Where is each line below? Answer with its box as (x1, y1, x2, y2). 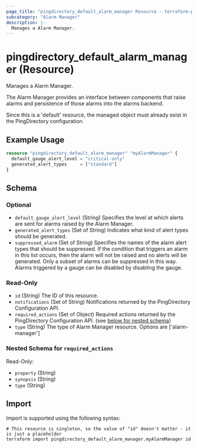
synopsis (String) (14, 375, 56, 383)
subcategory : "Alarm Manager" (6, 14, 81, 20)
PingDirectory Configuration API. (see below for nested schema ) (14, 317, 171, 324)
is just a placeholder (6, 431, 62, 437)
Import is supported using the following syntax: (6, 414, 121, 422)
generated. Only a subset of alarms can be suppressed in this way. (14, 258, 177, 265)
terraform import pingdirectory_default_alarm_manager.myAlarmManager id (6, 436, 192, 442)
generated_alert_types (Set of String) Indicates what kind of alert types (14, 227, 189, 234)
